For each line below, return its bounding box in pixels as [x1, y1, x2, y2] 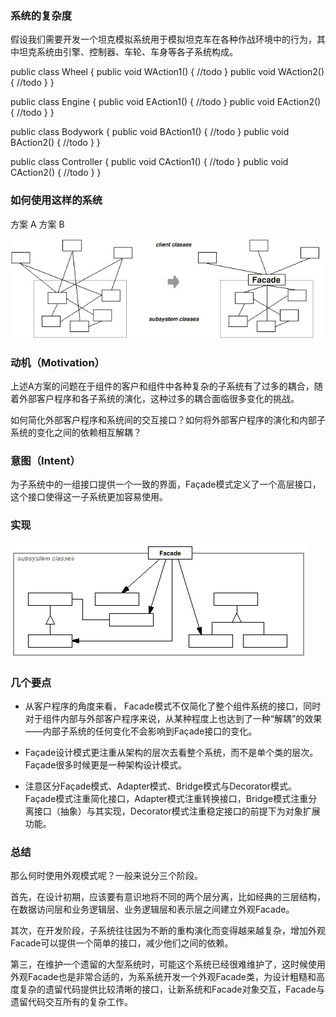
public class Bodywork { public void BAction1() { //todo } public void [10, 126, 290, 138]
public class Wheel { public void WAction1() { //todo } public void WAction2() [10, 66, 325, 78]
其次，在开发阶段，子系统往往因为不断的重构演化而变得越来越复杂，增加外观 [10, 925, 326, 937]
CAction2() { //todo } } [10, 167, 102, 179]
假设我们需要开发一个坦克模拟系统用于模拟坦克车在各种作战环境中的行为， [10, 33, 317, 46]
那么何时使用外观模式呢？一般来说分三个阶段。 [10, 870, 203, 882]
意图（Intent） [10, 453, 81, 467]
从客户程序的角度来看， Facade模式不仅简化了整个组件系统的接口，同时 [24, 700, 322, 712]
